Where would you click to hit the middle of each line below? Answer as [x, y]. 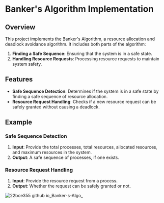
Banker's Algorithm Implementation [79, 9]
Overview [20, 27]
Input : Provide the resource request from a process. [65, 180]
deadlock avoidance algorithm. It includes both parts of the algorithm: [76, 44]
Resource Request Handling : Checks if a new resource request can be [84, 101]
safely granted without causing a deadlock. [56, 107]
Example [19, 122]
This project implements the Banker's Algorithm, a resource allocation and [80, 39]
